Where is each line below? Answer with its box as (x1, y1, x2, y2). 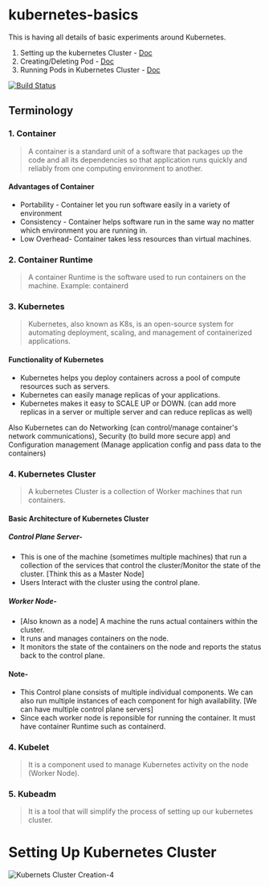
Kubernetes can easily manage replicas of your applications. (19, 390, 221, 399)
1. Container (8, 128, 56, 139)
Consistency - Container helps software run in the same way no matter (19, 217, 255, 226)
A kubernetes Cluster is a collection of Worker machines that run (27, 486, 243, 496)
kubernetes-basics (8, 6, 139, 24)
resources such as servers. (19, 381, 111, 391)
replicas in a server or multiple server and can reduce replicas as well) (19, 406, 253, 416)
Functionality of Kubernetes (8, 355, 104, 365)
